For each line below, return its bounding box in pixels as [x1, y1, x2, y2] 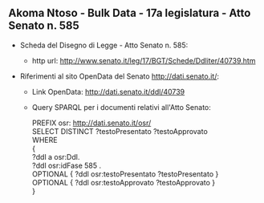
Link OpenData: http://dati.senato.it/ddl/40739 [31, 87, 185, 96]
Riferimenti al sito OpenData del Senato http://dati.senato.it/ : [19, 71, 219, 81]
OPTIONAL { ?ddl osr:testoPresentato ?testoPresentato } [31, 168, 219, 179]
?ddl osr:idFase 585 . [31, 160, 102, 170]
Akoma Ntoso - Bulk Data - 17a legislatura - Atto [8, 6, 251, 20]
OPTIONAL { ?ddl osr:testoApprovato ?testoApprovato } [31, 177, 216, 187]
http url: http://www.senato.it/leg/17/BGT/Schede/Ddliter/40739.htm [31, 55, 256, 65]
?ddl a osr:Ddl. [31, 152, 80, 161]
